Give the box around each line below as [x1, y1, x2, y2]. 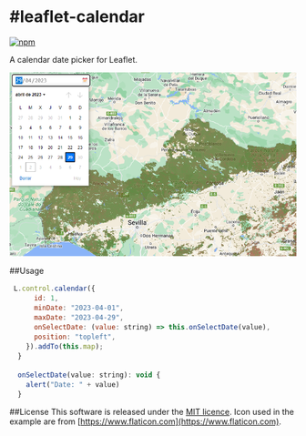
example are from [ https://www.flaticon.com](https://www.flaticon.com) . [9, 416, 282, 427]
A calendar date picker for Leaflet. [9, 54, 138, 65]
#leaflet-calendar [9, 6, 146, 27]
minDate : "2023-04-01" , [33, 303, 125, 313]
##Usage [9, 266, 45, 277]
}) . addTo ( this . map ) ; [25, 341, 104, 351]
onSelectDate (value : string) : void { [17, 370, 161, 380]
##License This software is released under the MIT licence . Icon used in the [9, 406, 294, 417]
